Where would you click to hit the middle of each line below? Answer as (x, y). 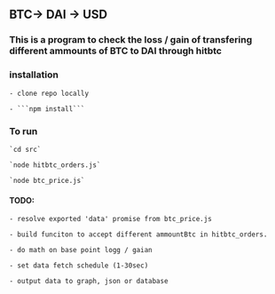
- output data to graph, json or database (89, 282)
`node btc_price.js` (47, 180)
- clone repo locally (49, 93)
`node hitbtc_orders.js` (55, 165)
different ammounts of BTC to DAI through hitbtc (115, 51)
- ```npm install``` (47, 109)
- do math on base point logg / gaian (81, 250)
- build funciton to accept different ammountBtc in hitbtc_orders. (138, 234)
